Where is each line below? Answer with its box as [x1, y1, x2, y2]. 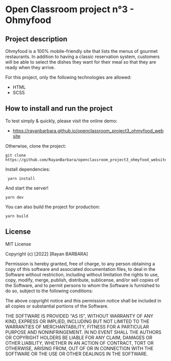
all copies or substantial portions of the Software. [5, 303, 108, 309]
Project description [5, 35, 68, 43]
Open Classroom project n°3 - [5, 4, 134, 15]
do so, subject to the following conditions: [5, 288, 93, 294]
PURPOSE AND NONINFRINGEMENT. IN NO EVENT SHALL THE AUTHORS [5, 329, 162, 335]
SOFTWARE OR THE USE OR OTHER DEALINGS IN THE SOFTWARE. [5, 350, 148, 357]
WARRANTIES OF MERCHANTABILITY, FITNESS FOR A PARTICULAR [5, 323, 149, 329]
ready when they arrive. [5, 65, 55, 70]
